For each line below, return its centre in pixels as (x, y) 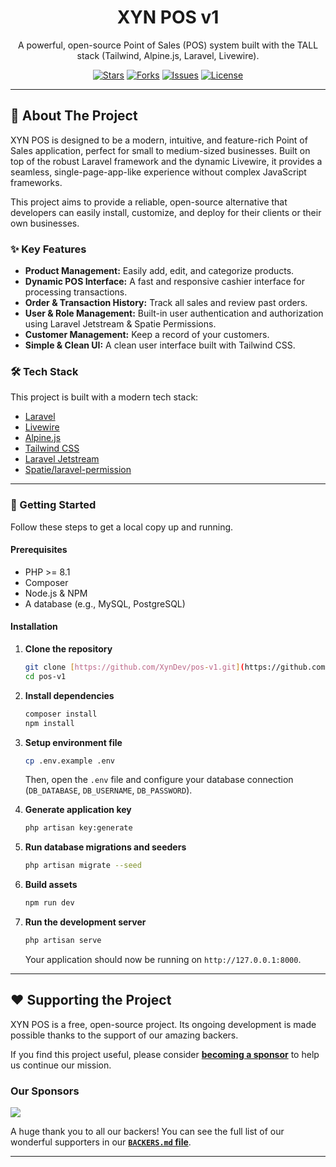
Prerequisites (39, 550)
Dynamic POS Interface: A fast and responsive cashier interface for (165, 282)
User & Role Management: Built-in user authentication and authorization (174, 313)
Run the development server (85, 922)
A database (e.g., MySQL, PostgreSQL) (105, 603)
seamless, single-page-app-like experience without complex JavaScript (158, 172)
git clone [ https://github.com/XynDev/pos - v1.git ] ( (134, 667)
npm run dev (49, 903)
